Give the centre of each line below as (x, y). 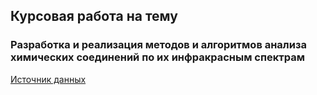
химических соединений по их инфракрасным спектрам (157, 57)
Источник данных (48, 79)
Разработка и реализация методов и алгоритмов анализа (158, 45)
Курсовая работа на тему (94, 16)
